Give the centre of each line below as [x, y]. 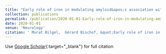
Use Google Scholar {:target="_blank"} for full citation [59, 46]
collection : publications [32, 14]
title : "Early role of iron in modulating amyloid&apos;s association [79, 10]
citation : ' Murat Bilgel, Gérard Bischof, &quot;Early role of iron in [83, 32]
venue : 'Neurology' [25, 28]
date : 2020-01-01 [23, 23]
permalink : [16, 19]
